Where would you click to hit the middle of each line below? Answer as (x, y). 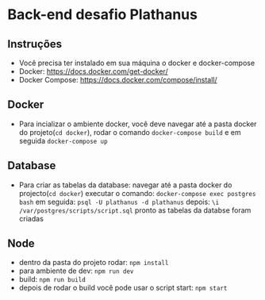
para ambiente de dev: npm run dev (76, 271)
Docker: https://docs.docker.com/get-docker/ (93, 71)
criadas (31, 218)
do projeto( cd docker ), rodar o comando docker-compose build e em (130, 132)
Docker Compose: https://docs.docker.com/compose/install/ (118, 80)
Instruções (35, 44)
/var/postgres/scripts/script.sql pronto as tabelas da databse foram (135, 210)
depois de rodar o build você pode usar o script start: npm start (123, 288)
